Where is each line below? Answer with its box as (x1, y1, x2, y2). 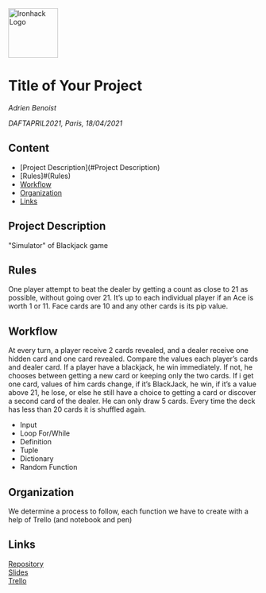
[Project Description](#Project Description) (19, 162, 160, 172)
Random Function (19, 463, 78, 472)
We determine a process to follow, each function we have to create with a (8, 506, 249, 516)
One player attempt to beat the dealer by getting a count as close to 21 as (8, 285, 249, 294)
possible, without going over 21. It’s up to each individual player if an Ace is (8, 293, 254, 303)
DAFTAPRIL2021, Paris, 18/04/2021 (8, 118, 123, 128)
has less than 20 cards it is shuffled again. (8, 405, 147, 414)
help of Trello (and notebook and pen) (8, 515, 133, 524)
